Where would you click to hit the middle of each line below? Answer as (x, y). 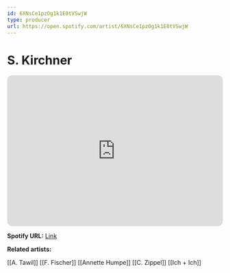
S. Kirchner (40, 60)
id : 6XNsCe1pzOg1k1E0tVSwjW (47, 13)
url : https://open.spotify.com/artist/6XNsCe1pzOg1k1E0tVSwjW (98, 26)
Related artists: (29, 249)
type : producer (29, 20)
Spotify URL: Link (32, 236)
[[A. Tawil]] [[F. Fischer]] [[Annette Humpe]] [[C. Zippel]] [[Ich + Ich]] (104, 263)
